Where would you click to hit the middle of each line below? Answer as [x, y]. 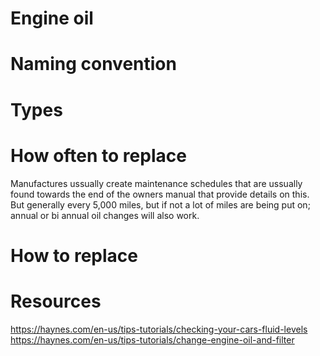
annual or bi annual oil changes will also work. [105, 215]
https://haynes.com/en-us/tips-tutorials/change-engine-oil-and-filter [152, 339]
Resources [56, 301]
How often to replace [98, 155]
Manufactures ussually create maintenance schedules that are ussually [156, 183]
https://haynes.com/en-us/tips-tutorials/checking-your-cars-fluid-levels [159, 329]
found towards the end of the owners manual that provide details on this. [160, 194]
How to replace [74, 255]
